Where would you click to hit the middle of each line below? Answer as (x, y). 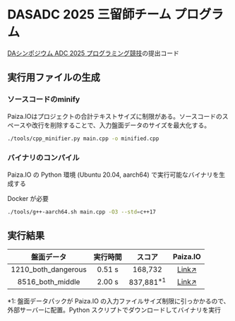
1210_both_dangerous (49, 269)
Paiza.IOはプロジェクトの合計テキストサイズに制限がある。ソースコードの (115, 116)
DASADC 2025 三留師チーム (89, 14)
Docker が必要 (28, 198)
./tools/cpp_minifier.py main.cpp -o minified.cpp (83, 139)
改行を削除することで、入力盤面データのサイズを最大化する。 (121, 125)
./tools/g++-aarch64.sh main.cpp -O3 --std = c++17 (82, 212)
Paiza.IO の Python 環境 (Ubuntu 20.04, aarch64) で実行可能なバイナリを (113, 175)
